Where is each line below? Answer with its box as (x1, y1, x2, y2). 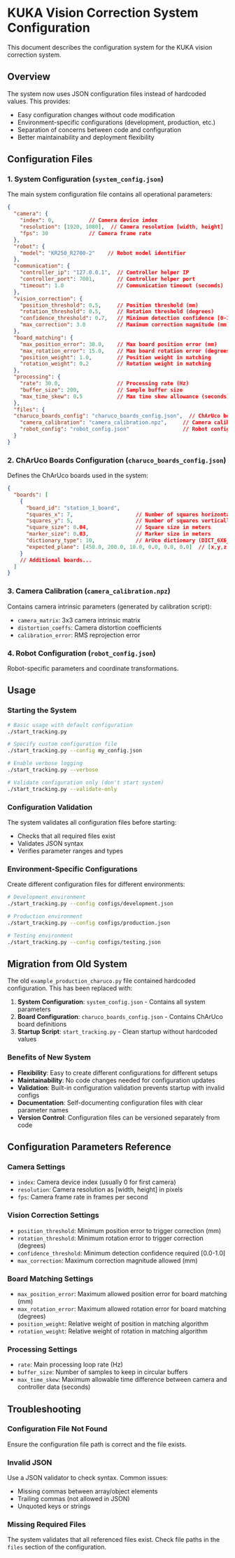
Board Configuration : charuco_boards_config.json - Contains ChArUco (17, 1013, 224, 1021)
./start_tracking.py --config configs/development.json (7, 900, 173, 907)
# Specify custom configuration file (7, 740, 117, 748)
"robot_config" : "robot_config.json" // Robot (20, 426, 208, 433)
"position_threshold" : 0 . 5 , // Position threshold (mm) (20, 302, 199, 309)
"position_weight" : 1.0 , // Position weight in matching (20, 354, 211, 361)
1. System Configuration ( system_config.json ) (7, 174, 164, 184)
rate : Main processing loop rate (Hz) (17, 1360, 124, 1369)
